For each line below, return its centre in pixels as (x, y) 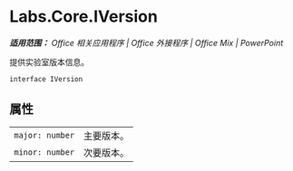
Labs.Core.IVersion (84, 17)
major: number (44, 135)
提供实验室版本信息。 (49, 62)
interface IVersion (46, 79)
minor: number (44, 152)
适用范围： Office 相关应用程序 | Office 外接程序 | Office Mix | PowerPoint (146, 43)
